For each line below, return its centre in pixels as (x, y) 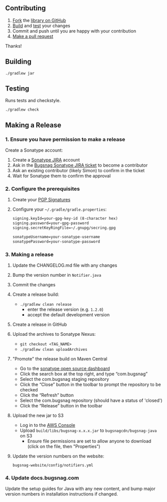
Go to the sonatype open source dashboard (65, 369)
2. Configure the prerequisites (42, 189)
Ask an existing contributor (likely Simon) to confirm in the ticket (78, 171)
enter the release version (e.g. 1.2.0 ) (65, 309)
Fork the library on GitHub (39, 20)
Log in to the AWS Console (47, 425)
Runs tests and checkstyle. (33, 101)
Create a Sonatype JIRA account (46, 160)
